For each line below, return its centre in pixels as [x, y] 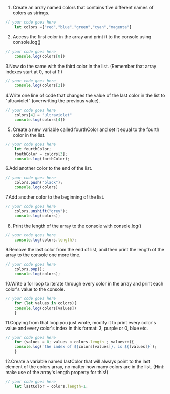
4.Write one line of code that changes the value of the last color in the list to [85, 95]
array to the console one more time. [43, 255]
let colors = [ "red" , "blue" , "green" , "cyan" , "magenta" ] [73, 27]
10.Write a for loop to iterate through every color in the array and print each [84, 284]
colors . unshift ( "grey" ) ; [41, 211]
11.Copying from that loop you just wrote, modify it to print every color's [81, 322]
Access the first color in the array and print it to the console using [82, 37]
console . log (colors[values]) [46, 308]
